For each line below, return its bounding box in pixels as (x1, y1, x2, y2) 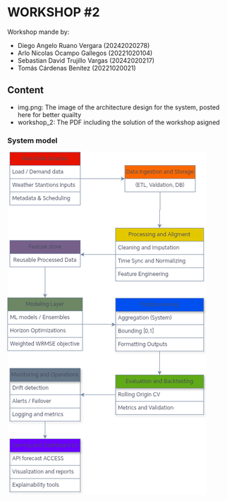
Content (7, 84, 44, 96)
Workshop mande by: (7, 28, 70, 36)
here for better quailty (17, 110, 82, 119)
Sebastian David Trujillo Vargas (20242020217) (17, 56, 155, 64)
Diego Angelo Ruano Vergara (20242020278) (17, 41, 150, 49)
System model (7, 135, 58, 145)
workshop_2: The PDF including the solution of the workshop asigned (17, 118, 220, 126)
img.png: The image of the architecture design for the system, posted (17, 103, 220, 111)
